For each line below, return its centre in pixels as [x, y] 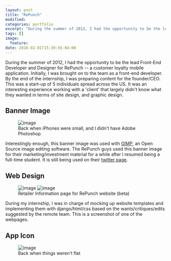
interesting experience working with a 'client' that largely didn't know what [83, 89]
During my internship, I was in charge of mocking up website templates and [84, 204]
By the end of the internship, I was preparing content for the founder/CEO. [83, 78]
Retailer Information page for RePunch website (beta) [74, 193]
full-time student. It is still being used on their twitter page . [67, 160]
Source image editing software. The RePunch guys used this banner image [84, 149]
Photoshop [30, 134]
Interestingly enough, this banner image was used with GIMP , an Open [79, 143]
